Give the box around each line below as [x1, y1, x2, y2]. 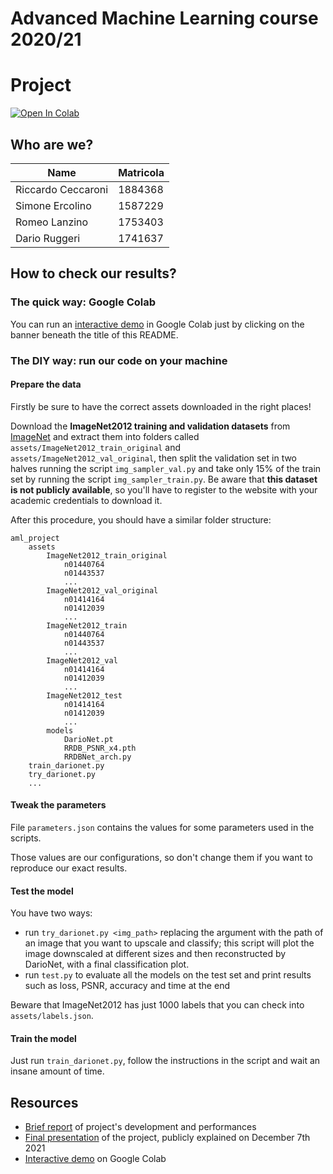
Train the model [10, 1032, 77, 1044]
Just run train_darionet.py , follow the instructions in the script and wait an [10, 1055, 321, 1067]
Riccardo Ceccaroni [15, 182, 109, 196]
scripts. [10, 832, 42, 844]
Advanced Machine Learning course [10, 7, 319, 30]
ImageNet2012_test [46, 690, 123, 701]
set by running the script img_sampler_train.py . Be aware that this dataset [10, 473, 318, 485]
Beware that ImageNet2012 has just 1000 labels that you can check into [10, 999, 305, 1011]
